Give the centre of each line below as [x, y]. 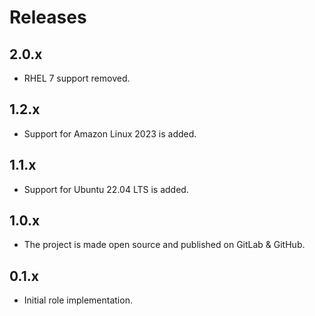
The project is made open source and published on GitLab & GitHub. [164, 245]
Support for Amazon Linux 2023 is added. [110, 133]
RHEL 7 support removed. [77, 78]
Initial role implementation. [78, 300]
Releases [48, 17]
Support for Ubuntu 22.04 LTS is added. [106, 189]
